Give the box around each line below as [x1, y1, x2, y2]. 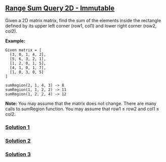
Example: [5, 38, 26, 44]
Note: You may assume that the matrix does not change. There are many [5, 100, 156, 106]
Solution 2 [5, 137, 31, 144]
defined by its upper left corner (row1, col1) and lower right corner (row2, [5, 23, 157, 29]
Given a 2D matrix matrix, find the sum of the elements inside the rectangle [5, 17, 161, 23]
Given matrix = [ [5, 47, 42, 52]
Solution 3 [5, 150, 31, 157]
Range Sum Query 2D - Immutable [5, 4, 115, 13]
